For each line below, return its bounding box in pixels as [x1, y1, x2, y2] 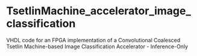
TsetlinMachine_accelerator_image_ [6, 4, 192, 18]
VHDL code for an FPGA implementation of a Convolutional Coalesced [6, 36, 181, 43]
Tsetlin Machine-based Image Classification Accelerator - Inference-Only [6, 43, 189, 50]
